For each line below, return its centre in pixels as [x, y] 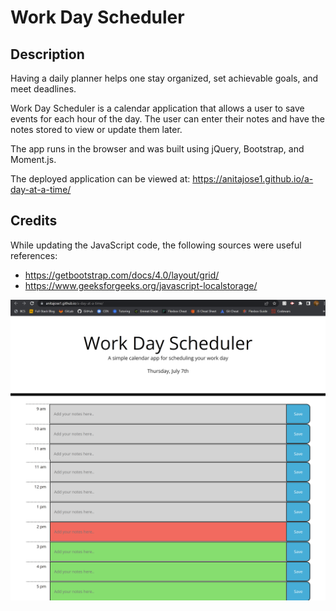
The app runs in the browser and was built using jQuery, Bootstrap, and [157, 149]
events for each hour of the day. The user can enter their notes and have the [167, 119]
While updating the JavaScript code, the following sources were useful [156, 245]
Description [47, 54]
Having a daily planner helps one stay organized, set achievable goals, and [164, 78]
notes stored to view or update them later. [96, 129]
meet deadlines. [43, 89]
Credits [34, 221]
